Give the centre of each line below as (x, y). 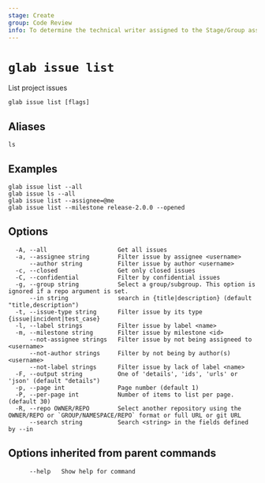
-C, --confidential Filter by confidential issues (118, 277)
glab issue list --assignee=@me (61, 201)
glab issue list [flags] (49, 102)
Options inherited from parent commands (112, 453)
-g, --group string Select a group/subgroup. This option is (136, 284)
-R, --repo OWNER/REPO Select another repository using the (129, 408)
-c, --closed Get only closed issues (105, 270)
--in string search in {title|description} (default (140, 298)
